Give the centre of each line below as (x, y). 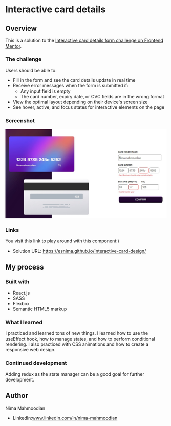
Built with (17, 281)
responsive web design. (30, 350)
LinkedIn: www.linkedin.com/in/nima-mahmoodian (65, 418)
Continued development (36, 363)
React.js (21, 293)
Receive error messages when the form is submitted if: (71, 86)
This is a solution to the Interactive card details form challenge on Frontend (84, 40)
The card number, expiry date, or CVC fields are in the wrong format (92, 97)
